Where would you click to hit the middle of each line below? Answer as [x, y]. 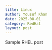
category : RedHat [23, 24]
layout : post [19, 28]
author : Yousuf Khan [26, 14]
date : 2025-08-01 [23, 19]
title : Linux [19, 10]
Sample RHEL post [24, 42]
